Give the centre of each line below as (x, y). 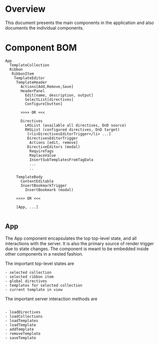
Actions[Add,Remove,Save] (47, 86)
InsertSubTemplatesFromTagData (61, 160)
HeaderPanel (33, 91)
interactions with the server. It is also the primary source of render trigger (79, 243)
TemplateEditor (30, 78)
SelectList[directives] (49, 99)
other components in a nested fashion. (44, 254)
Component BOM (41, 48)
